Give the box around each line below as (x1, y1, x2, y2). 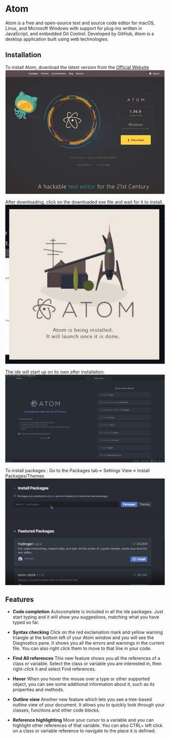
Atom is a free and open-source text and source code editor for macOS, (5, 20, 155, 26)
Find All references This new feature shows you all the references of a (12, 655, 160, 661)
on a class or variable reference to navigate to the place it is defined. (12, 728, 156, 734)
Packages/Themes (5, 473, 45, 479)
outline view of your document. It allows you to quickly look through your (12, 702, 165, 708)
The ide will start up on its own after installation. (5, 369, 105, 375)
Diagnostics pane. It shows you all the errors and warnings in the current (12, 640, 164, 646)
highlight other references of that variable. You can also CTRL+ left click (12, 722, 163, 728)
